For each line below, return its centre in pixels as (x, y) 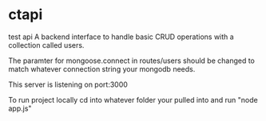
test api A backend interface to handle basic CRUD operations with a (121, 37)
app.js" (20, 108)
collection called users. (46, 45)
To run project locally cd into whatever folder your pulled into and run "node (133, 100)
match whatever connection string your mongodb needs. (102, 68)
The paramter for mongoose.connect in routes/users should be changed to (132, 60)
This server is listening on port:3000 (68, 84)
